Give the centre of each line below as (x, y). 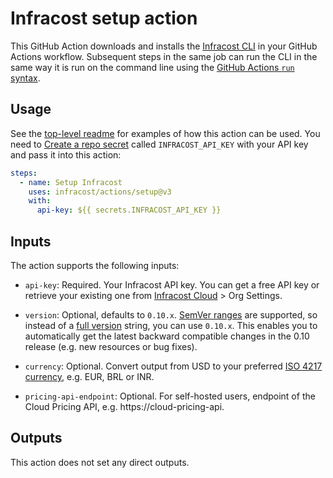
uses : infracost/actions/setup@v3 (100, 192)
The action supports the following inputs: (95, 265)
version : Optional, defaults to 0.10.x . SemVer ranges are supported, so (171, 314)
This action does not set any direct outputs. (100, 462)
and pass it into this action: (66, 154)
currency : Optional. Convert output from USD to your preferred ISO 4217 (173, 366)
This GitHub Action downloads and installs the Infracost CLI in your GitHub (164, 46)
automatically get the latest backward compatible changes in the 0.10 (167, 336)
